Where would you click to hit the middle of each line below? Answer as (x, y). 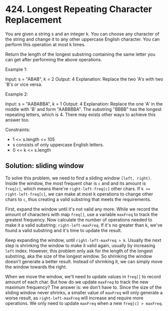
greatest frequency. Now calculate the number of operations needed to (79, 220)
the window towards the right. (36, 267)
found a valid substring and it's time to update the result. (63, 230)
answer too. (18, 120)
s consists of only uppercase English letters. (58, 145)
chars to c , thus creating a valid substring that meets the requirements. (78, 199)
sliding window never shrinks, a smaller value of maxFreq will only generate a (84, 292)
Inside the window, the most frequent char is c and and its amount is (76, 183)
